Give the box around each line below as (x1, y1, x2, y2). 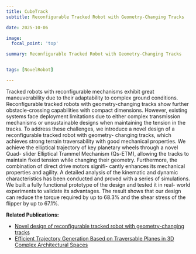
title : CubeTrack (6, 8, 49, 15)
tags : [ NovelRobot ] (6, 67, 54, 73)
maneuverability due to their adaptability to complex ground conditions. (6, 94, 178, 101)
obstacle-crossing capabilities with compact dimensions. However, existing (6, 107, 188, 114)
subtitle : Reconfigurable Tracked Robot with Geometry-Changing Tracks (6, 14, 184, 20)
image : (6, 35, 22, 41)
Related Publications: (6, 211, 60, 218)
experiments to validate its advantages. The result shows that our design (6, 187, 181, 194)
